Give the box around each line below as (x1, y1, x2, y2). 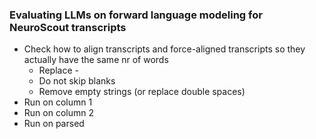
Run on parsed (23, 118, 85, 130)
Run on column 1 (23, 96, 93, 108)
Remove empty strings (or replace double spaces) (38, 86, 246, 98)
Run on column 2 (23, 107, 94, 119)
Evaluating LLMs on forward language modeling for (9, 8, 263, 22)
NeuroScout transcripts (9, 20, 127, 34)
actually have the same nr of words (23, 54, 169, 66)
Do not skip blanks (38, 75, 116, 87)
